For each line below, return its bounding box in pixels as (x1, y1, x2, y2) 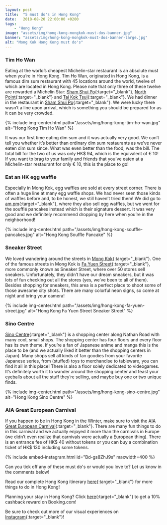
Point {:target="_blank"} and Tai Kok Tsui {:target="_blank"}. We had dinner (5, 94, 158, 100)
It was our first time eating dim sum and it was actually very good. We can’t (5, 135, 160, 141)
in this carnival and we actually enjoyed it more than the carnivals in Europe (5, 429, 160, 435)
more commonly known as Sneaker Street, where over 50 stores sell (5, 266, 145, 272)
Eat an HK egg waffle (5, 173, 57, 180)
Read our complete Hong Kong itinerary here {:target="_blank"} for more (5, 479, 153, 485)
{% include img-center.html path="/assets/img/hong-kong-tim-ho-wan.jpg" (5, 120, 161, 126)
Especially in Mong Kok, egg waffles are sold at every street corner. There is (5, 185, 162, 191)
